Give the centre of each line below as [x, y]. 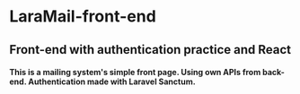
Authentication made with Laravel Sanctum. [112, 81]
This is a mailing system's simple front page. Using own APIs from [135, 73]
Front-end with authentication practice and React [150, 50]
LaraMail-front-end [83, 17]
